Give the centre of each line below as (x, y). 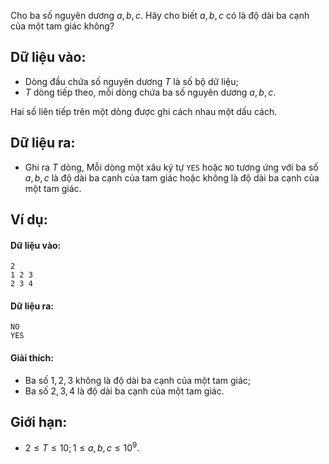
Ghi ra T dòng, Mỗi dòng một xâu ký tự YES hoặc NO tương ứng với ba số (171, 167)
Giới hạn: (39, 422)
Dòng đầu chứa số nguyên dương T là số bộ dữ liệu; (131, 81)
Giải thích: (32, 358)
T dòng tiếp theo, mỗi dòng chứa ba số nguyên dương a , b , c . (150, 92)
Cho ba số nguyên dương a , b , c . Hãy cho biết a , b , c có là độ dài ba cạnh (160, 15)
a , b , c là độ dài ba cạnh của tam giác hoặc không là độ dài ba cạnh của (172, 177)
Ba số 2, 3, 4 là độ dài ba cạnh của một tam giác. (124, 391)
